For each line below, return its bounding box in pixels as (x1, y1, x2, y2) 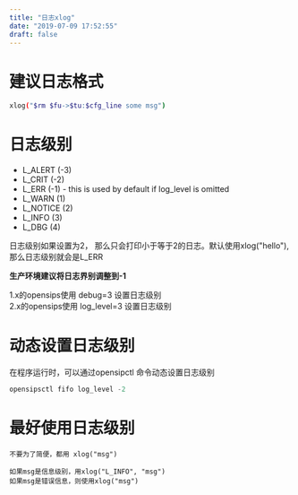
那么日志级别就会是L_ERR (9, 252, 104, 263)
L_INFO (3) (21, 213, 63, 223)
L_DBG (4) (21, 221, 61, 233)
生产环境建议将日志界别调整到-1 (9, 271, 127, 282)
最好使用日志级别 (9, 418, 136, 439)
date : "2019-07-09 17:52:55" (9, 22, 118, 30)
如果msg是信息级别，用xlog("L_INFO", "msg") (9, 467, 166, 476)
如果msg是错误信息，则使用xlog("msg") (9, 476, 140, 485)
